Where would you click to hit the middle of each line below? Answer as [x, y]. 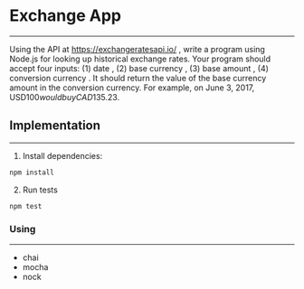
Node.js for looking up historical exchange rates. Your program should [140, 59]
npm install [32, 172]
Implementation [55, 126]
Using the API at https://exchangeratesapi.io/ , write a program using [137, 49]
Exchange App [66, 16]
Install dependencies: [62, 155]
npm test [26, 206]
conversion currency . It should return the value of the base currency [138, 78]
